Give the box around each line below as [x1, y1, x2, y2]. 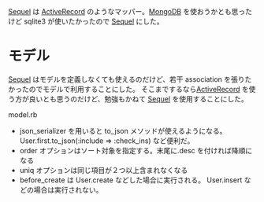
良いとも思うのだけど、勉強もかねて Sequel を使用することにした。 [28, 94, 248, 104]
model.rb [8, 109, 38, 119]
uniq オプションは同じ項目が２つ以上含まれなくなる [19, 165, 188, 174]
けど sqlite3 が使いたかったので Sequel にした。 [8, 17, 164, 26]
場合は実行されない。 [33, 185, 103, 194]
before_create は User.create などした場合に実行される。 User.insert [19, 175, 243, 185]
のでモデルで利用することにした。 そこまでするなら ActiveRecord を [28, 84, 250, 94]
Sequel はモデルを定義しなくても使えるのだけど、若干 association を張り [8, 74, 246, 84]
